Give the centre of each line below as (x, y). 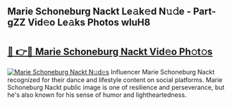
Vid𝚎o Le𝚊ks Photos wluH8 (89, 23)
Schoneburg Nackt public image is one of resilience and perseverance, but (116, 87)
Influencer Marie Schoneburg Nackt (163, 72)
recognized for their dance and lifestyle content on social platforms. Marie (115, 80)
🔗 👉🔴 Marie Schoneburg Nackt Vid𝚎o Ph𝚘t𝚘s (110, 52)
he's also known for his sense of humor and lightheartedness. (97, 95)
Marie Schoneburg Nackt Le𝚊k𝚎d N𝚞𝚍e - (99, 12)
